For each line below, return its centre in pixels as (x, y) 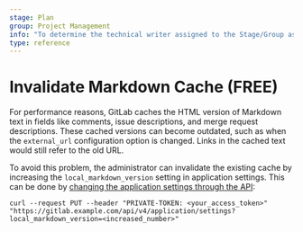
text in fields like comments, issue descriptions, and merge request (134, 121)
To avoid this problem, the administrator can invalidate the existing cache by (151, 168)
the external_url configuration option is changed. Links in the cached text (147, 141)
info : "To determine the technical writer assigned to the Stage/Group (147, 34)
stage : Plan (32, 18)
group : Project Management (60, 26)
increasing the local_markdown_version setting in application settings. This (147, 177)
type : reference (40, 43)
